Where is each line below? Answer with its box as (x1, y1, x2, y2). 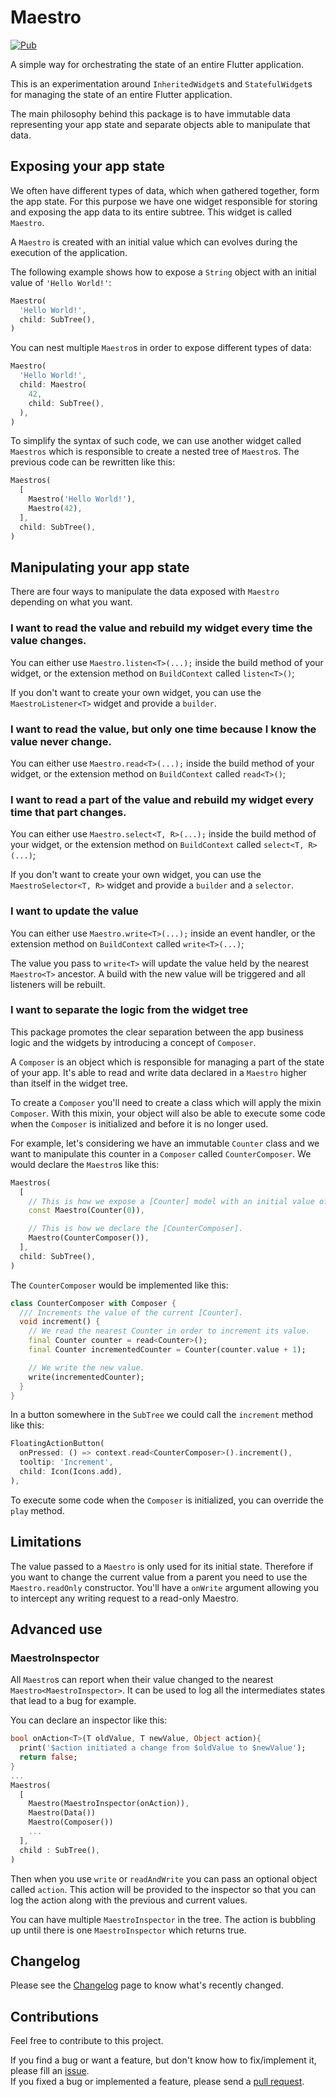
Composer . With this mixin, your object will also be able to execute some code (10, 1107, 326, 1119)
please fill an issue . (10, 2065, 90, 2077)
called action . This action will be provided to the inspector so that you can (10, 1883, 317, 1895)
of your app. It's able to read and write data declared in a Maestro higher (10, 1066, 307, 1078)
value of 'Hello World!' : (10, 276, 112, 288)
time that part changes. (10, 805, 127, 819)
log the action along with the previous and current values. (10, 1894, 248, 1906)
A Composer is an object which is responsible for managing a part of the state (10, 1056, 325, 1068)
